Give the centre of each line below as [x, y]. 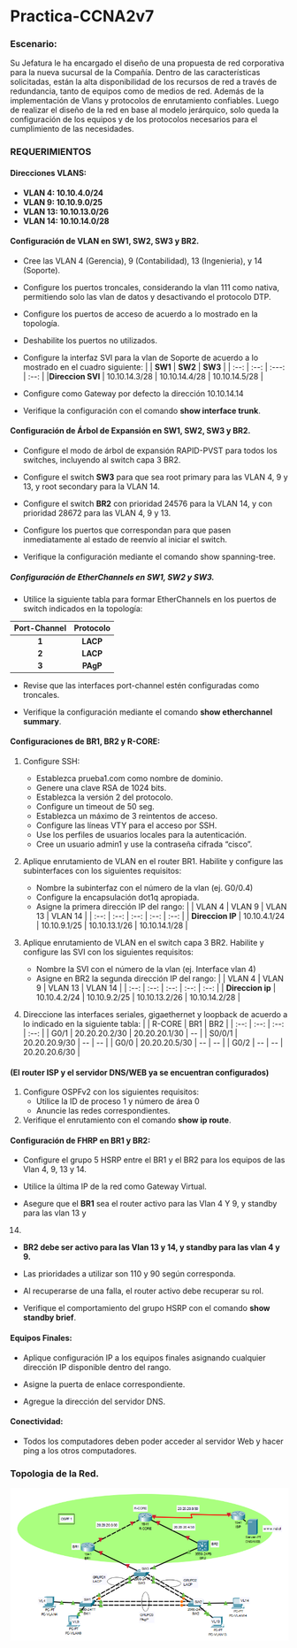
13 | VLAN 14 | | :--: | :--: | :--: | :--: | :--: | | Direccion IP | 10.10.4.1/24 [160, 916]
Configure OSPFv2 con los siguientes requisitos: [111, 1092]
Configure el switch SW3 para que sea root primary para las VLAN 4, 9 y [155, 477]
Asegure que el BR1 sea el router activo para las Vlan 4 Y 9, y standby [150, 1204]
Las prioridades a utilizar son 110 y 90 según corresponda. [129, 1274]
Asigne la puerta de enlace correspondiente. [104, 1384]
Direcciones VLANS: [49, 173]
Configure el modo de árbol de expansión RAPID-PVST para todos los [150, 451]
